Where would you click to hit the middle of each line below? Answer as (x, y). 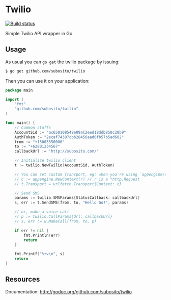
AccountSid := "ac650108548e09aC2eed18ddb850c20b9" (70, 132)
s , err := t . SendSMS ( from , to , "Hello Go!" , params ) (72, 203)
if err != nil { (32, 231)
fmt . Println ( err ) (42, 235)
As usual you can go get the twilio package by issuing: (62, 62)
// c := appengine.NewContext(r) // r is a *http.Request (77, 179)
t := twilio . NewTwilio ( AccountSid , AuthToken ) (65, 165)
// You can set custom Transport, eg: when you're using (76, 174)
